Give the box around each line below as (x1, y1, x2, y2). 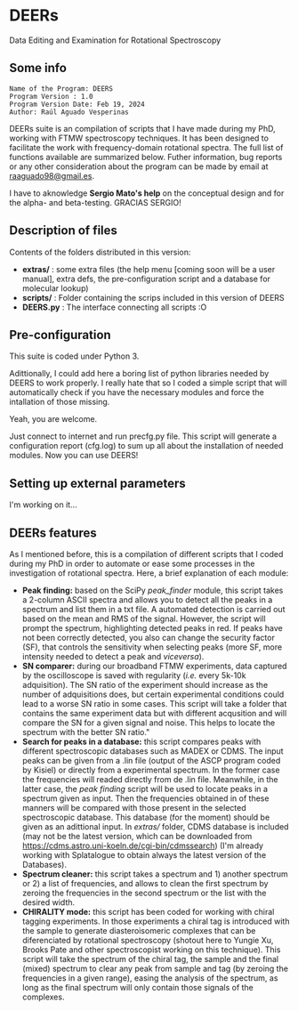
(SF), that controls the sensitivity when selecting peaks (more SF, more (21, 642, 283, 652)
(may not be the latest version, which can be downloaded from (21, 831, 253, 841)
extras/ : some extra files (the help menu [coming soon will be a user (21, 263, 276, 274)
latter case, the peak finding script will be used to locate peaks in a (21, 784, 269, 794)
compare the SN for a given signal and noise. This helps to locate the (21, 717, 276, 728)
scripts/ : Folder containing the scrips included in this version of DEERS (21, 292, 285, 303)
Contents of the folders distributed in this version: (9, 247, 191, 257)
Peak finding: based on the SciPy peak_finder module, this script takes (21, 585, 284, 595)
